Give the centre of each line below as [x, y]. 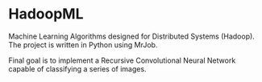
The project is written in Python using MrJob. [83, 44]
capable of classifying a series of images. [77, 68]
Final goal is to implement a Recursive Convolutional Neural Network [122, 60]
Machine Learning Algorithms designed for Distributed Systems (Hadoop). [132, 36]
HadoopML [46, 14]
